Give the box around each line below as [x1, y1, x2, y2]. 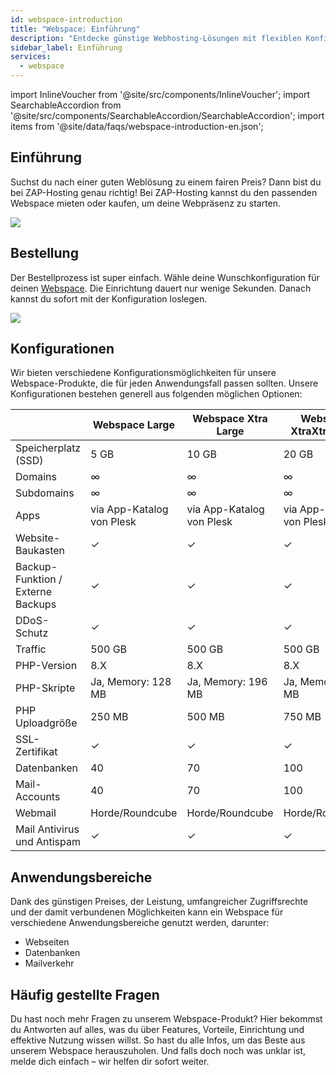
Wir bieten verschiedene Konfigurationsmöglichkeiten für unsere [10, 367, 277, 379]
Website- [15, 531, 61, 545]
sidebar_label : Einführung [10, 42, 123, 53]
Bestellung [10, 245, 79, 262]
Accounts [15, 790, 61, 804]
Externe [15, 585, 53, 599]
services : [10, 52, 52, 62]
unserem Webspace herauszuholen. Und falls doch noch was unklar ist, [10, 1045, 307, 1057]
